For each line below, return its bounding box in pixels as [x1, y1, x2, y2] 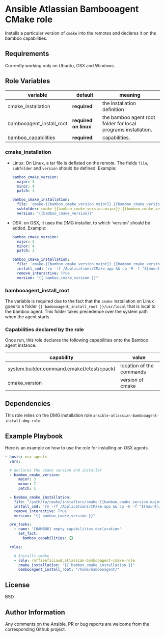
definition [102, 106, 124, 112]
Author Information [5, 608, 65, 616]
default [76, 91, 94, 98]
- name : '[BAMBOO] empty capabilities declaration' [14, 526, 122, 531]
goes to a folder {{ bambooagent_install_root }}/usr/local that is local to [5, 304, 156, 309]
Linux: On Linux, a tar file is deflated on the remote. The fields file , [12, 160, 149, 166]
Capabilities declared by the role [5, 326, 84, 332]
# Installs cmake [14, 554, 50, 558]
